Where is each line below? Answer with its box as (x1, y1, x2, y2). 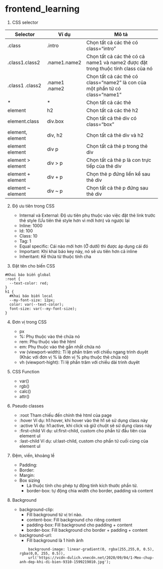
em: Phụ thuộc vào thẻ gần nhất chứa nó (19, 344, 101, 349)
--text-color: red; (9, 281, 49, 285)
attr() (19, 394, 30, 399)
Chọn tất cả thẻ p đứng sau (86, 184, 148, 191)
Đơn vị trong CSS (12, 319, 47, 325)
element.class (7, 118, 39, 125)
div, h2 (47, 132, 63, 139)
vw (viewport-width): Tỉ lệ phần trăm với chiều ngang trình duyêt (19, 349, 148, 355)
